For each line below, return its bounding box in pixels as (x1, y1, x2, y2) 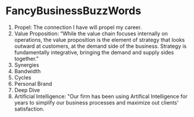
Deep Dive (14, 86, 40, 93)
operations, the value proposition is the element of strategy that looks (14, 36, 185, 43)
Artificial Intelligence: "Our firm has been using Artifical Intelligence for (14, 93, 188, 100)
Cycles (14, 74, 32, 81)
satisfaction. (14, 105, 45, 112)
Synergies (14, 61, 39, 69)
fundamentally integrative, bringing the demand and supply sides (14, 48, 174, 56)
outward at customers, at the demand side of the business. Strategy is (14, 43, 187, 50)
